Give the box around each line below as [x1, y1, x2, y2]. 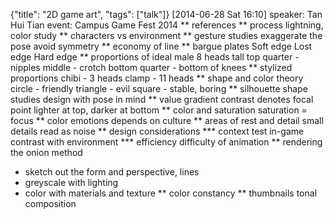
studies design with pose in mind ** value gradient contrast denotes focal [10, 94, 314, 105]
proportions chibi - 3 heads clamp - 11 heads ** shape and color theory [10, 72, 304, 84]
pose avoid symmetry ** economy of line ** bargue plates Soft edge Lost [10, 40, 313, 52]
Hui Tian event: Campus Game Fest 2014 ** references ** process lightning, [10, 19, 324, 31]
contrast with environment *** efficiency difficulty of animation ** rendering [10, 136, 323, 148]
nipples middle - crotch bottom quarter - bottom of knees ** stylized [10, 62, 293, 73]
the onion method [10, 147, 83, 158]
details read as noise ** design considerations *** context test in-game [10, 125, 305, 137]
